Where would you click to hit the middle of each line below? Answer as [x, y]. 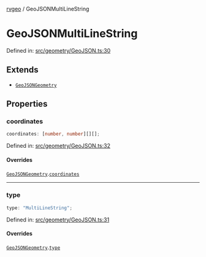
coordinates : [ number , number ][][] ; [53, 134]
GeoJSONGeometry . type [33, 247]
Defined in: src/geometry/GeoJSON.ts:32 [58, 146]
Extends [22, 70]
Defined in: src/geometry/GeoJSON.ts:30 [59, 50]
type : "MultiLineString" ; [39, 208]
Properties [27, 104]
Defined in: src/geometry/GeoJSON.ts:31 [58, 220]
